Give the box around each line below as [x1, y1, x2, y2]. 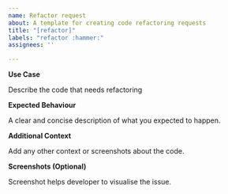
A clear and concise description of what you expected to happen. [8, 116, 221, 125]
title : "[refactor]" [8, 26, 77, 34]
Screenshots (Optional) [8, 162, 87, 171]
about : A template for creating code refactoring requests [8, 19, 207, 27]
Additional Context [8, 131, 72, 141]
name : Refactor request [8, 11, 87, 20]
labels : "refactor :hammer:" [8, 33, 104, 42]
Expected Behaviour [8, 101, 77, 110]
